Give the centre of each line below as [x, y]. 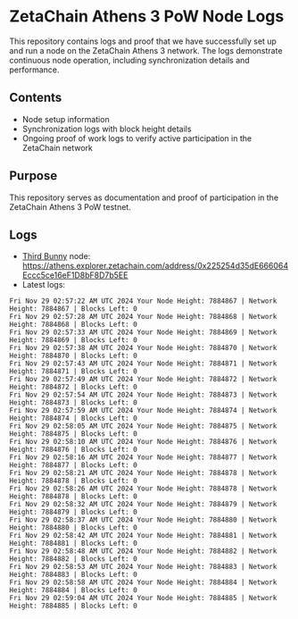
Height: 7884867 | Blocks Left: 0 [74, 309]
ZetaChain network [58, 147]
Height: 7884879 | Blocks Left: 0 [74, 512]
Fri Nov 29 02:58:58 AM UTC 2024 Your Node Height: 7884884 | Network [143, 582]
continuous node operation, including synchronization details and [129, 60]
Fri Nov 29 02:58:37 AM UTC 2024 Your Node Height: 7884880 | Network [143, 520]
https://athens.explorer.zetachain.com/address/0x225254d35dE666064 [155, 266]
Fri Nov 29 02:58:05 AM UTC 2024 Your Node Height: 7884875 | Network [143, 426]
